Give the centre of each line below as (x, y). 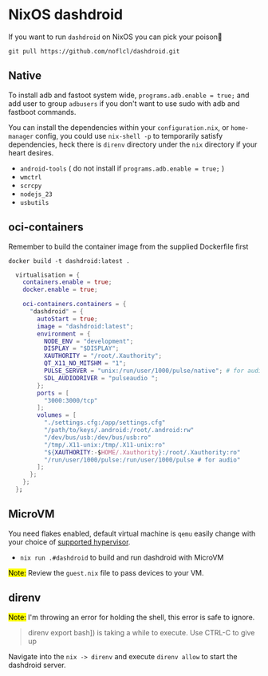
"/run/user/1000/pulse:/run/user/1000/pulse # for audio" (142, 460)
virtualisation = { (48, 275)
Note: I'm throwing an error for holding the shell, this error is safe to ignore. (132, 617)
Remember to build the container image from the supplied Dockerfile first (128, 246)
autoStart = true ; (67, 319)
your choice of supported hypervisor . (69, 542)
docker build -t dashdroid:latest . (69, 261)
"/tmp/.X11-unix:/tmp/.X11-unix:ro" (104, 445)
